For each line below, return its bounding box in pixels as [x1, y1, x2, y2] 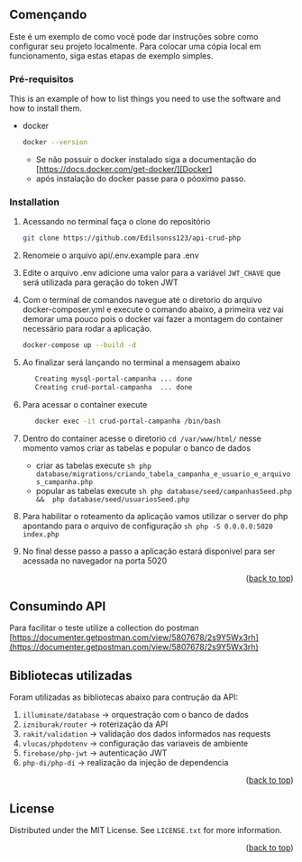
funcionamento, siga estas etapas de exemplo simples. [9, 50, 214, 61]
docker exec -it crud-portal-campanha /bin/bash [34, 417, 221, 426]
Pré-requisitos [9, 72, 74, 85]
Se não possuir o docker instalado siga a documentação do [35, 153, 257, 165]
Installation [9, 196, 60, 208]
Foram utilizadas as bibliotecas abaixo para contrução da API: [9, 692, 239, 702]
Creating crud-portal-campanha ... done [34, 382, 193, 391]
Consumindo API [9, 599, 106, 614]
